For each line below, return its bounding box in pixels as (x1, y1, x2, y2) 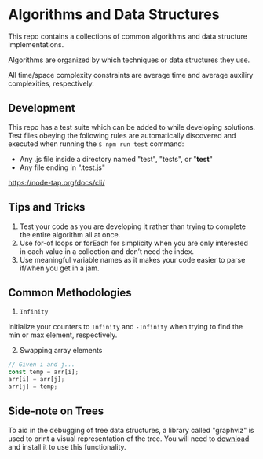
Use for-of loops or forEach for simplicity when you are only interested (19, 238, 249, 248)
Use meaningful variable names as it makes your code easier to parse (19, 255, 246, 264)
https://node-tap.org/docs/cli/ (8, 178, 105, 187)
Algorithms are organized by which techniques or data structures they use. (8, 55, 250, 64)
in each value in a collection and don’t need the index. (19, 246, 195, 256)
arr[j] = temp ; (8, 383, 58, 391)
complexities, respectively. (8, 79, 94, 88)
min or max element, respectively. (8, 330, 118, 340)
